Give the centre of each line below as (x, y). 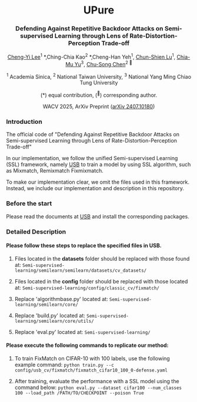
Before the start (29, 204)
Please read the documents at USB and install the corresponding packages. (98, 216)
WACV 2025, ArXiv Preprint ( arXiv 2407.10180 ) (99, 107)
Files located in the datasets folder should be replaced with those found (102, 258)
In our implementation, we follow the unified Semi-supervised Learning (92, 158)
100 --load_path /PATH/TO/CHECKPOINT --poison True (79, 393)
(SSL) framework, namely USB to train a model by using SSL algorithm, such (98, 164)
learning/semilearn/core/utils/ (54, 321)
